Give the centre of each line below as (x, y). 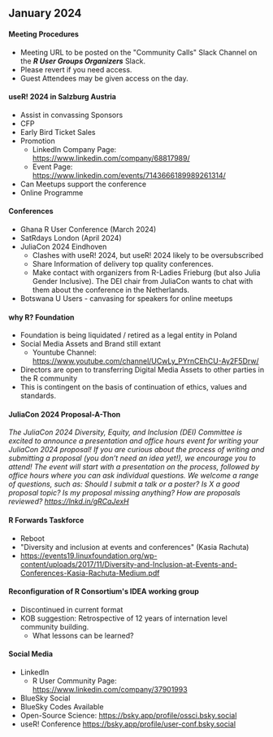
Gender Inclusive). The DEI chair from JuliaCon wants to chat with (143, 281)
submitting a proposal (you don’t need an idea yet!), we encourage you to (132, 458)
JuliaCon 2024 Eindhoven (63, 246)
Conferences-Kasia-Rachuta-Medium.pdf (90, 573)
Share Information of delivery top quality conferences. (123, 264)
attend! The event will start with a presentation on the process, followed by (134, 467)
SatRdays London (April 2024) (71, 238)
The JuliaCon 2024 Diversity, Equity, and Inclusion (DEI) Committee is (125, 432)
